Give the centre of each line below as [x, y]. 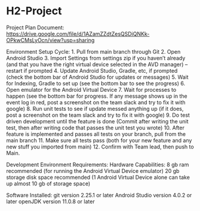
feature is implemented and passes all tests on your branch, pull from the [96, 134]
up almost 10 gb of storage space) [48, 184]
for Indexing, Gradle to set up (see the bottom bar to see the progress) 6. [96, 83]
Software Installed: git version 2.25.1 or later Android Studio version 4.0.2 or [99, 195]
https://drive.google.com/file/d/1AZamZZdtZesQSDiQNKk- [78, 33]
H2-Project [34, 11]
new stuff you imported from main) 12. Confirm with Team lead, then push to [100, 147]
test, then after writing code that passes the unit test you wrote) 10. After [96, 128]
